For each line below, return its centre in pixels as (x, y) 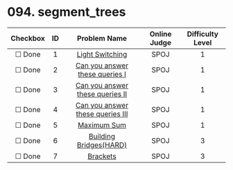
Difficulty (202, 34)
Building (102, 136)
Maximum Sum (102, 125)
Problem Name (102, 38)
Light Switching (102, 54)
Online (161, 34)
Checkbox (28, 38)
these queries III (102, 113)
